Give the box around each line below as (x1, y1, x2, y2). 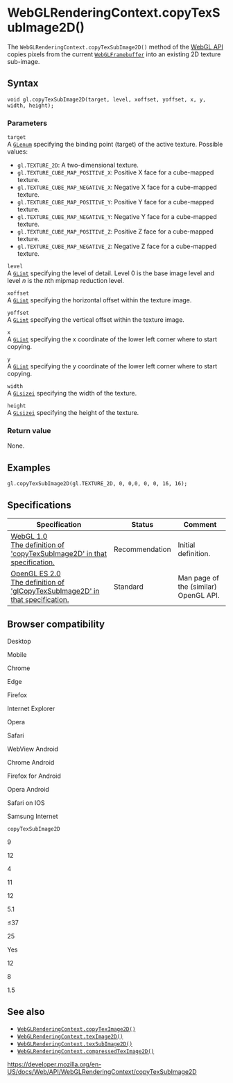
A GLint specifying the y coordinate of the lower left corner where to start (7, 362, 217, 370)
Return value (7, 425, 51, 435)
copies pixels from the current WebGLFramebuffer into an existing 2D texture (7, 50, 221, 58)
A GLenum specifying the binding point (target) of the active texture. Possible (7, 140, 223, 149)
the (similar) (178, 582, 217, 592)
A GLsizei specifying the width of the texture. (7, 389, 137, 398)
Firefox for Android (7, 772, 61, 780)
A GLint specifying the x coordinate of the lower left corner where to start (7, 335, 217, 343)
